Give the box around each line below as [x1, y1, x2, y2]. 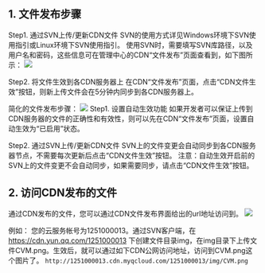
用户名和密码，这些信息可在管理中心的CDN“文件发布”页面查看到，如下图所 [8, 50, 253, 60]
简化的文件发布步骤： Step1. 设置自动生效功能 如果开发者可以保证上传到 [8, 103, 253, 113]
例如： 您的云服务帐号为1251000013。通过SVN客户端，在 [8, 225, 197, 235]
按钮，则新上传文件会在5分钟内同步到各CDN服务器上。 [18, 87, 199, 96]
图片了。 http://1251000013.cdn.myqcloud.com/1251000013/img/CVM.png [14, 255, 248, 265]
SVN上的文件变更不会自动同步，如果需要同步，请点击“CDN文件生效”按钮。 [8, 160, 254, 170]
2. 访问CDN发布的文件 [8, 186, 118, 200]
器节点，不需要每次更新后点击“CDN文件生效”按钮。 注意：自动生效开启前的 [8, 150, 255, 160]
